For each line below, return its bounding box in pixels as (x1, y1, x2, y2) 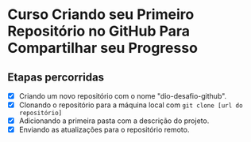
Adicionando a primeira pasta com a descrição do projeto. (18, 116, 210, 125)
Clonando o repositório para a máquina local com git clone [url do (18, 100, 243, 110)
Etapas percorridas (7, 70, 105, 84)
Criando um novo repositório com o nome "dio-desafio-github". (18, 92, 227, 100)
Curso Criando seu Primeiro (7, 6, 195, 24)
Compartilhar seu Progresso (7, 39, 198, 57)
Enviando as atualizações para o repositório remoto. (18, 125, 190, 135)
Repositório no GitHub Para (7, 22, 190, 40)
